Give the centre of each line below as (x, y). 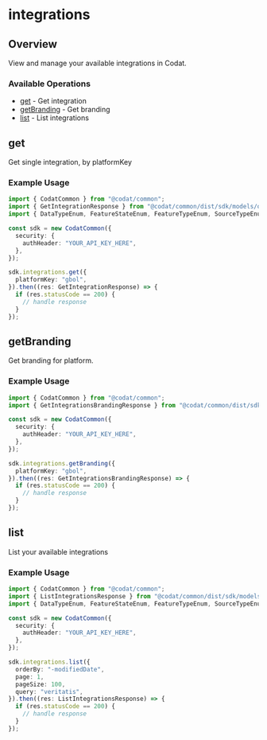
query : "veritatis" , (49, 691)
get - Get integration (53, 101)
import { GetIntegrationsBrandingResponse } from (92, 405)
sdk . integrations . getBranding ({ (62, 463)
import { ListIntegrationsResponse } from (79, 596)
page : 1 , (30, 677)
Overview (33, 44)
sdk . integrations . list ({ (49, 662)
